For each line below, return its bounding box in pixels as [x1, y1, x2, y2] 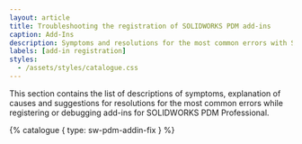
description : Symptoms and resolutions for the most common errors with [9, 38, 288, 48]
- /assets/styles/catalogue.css [17, 64, 139, 73]
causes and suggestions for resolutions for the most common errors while [9, 97, 283, 108]
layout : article [9, 13, 70, 22]
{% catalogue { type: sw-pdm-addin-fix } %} [9, 124, 175, 135]
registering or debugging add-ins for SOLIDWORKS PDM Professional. [9, 107, 270, 118]
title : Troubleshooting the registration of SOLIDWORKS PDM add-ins [9, 22, 271, 31]
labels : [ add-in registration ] [9, 47, 127, 56]
